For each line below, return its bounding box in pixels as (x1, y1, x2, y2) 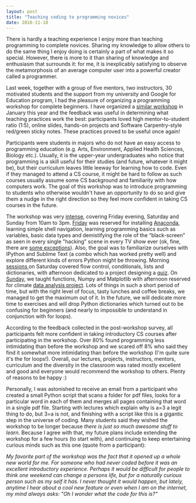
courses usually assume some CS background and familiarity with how (6, 177, 177, 184)
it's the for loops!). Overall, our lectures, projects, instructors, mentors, (6, 356, 176, 363)
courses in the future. (6, 202, 58, 209)
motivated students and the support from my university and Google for (6, 90, 177, 97)
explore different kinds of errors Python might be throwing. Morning (6, 256, 170, 264)
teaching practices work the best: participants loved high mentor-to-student (6, 116, 190, 123)
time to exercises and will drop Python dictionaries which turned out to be (6, 301, 184, 308)
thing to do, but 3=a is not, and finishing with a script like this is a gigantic (6, 410, 184, 417)
